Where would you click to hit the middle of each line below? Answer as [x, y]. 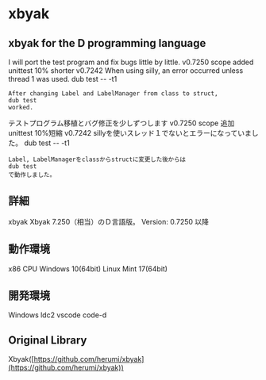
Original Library [48, 340]
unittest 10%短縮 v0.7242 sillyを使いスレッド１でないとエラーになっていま [130, 133]
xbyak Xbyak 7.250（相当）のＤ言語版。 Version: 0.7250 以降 [108, 221]
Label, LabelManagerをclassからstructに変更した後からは [97, 159]
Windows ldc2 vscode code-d [58, 315]
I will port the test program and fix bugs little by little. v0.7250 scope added [131, 62]
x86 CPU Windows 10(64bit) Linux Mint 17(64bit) [88, 269]
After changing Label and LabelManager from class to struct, [113, 94]
